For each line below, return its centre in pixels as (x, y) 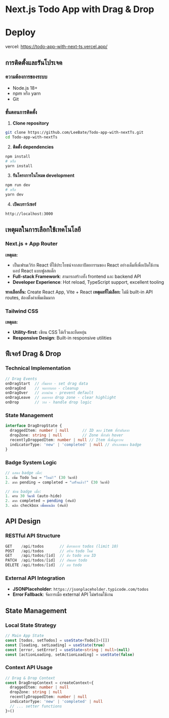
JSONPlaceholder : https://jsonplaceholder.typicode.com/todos (80, 589)
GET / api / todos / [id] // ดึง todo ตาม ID (51, 556)
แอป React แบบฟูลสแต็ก (34, 271)
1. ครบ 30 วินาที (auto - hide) (34, 496)
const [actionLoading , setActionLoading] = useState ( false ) (70, 655)
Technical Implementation (38, 368)
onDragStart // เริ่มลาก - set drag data (47, 384)
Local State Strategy (31, 625)
